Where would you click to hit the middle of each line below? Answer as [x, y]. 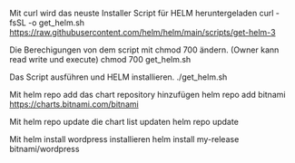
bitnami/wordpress [44, 149]
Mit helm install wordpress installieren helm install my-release [124, 139]
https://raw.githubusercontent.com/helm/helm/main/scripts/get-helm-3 [143, 32]
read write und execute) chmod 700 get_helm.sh [100, 59]
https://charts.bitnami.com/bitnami [74, 104]
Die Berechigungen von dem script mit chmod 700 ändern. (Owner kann [144, 50]
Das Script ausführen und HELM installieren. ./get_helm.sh [118, 77]
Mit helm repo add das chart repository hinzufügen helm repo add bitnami [147, 95]
